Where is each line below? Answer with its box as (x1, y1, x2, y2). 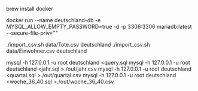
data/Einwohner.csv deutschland (6, 47, 87, 54)
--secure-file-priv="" (6, 29, 58, 37)
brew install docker (6, 5, 53, 12)
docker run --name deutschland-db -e (6, 17, 101, 23)
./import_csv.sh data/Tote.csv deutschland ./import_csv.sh (6, 41, 151, 48)
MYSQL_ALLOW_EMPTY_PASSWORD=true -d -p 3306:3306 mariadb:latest (6, 23, 193, 30)
